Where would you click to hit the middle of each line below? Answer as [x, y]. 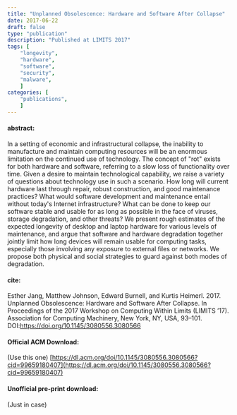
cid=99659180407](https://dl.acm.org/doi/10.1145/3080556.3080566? [109, 365]
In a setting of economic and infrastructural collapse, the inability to [105, 144]
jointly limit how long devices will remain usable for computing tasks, [107, 241]
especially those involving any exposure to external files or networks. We [114, 249]
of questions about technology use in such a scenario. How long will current [118, 181]
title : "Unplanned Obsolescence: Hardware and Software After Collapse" [116, 14]
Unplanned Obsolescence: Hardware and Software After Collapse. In [107, 303]
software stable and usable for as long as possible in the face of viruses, [113, 212]
